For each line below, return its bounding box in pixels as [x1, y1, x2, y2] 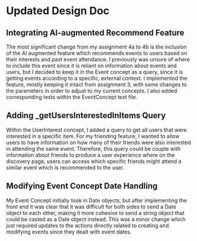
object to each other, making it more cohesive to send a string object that [6, 209, 185, 216]
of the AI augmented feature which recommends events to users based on [6, 50, 188, 57]
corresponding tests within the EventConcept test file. [6, 93, 138, 100]
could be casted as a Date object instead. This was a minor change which [6, 216, 186, 223]
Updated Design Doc [6, 4, 109, 18]
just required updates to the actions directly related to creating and [6, 222, 169, 229]
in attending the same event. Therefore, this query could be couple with [6, 145, 181, 152]
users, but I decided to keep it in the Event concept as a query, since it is [6, 69, 183, 75]
